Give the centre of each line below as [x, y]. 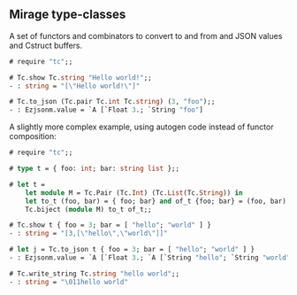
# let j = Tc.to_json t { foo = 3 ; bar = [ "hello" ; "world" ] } [132, 250]
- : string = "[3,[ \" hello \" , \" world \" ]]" [88, 234]
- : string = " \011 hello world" [69, 282]
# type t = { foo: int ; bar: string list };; [94, 169]
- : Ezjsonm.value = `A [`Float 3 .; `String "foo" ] [106, 110]
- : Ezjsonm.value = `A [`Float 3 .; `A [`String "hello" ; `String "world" [150, 258]
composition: [33, 136]
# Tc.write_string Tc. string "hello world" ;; [94, 274]
